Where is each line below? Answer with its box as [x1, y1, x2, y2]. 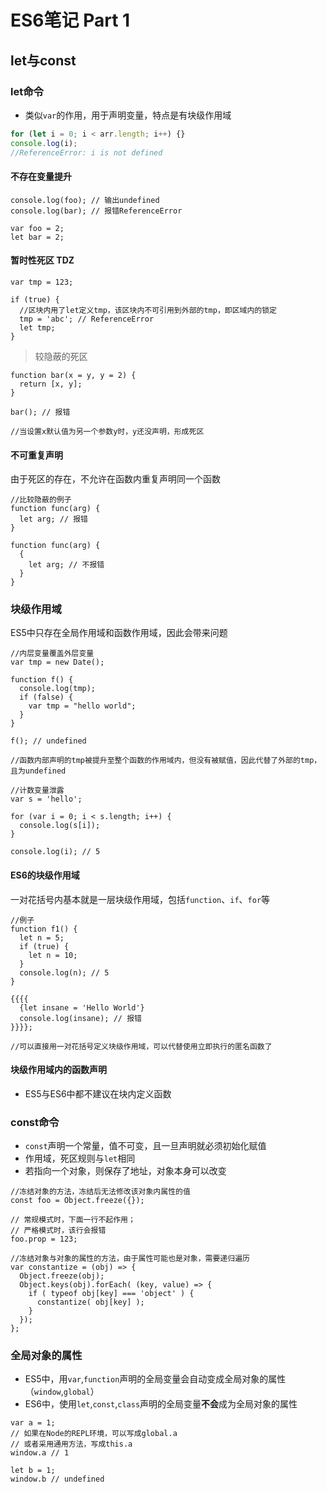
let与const [10, 52, 77, 69]
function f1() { [10, 924, 78, 934]
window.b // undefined [10, 1474, 105, 1485]
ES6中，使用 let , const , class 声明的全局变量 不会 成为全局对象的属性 [24, 1398, 298, 1410]
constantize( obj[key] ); [36, 1297, 145, 1308]
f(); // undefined [10, 736, 87, 746]
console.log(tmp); [19, 684, 97, 694]
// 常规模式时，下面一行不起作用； [10, 1215, 136, 1225]
